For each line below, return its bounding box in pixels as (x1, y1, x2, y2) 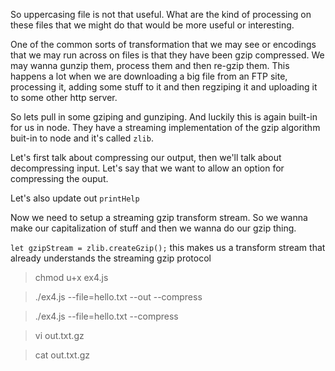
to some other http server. (10, 92, 118, 103)
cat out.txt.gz (34, 349, 91, 361)
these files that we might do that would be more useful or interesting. (10, 19, 295, 31)
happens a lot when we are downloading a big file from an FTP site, (10, 70, 288, 82)
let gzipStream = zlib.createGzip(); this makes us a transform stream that (10, 242, 326, 253)
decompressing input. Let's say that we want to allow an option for (10, 162, 285, 174)
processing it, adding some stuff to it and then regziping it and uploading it (10, 81, 318, 93)
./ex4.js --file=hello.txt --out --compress (34, 291, 203, 303)
